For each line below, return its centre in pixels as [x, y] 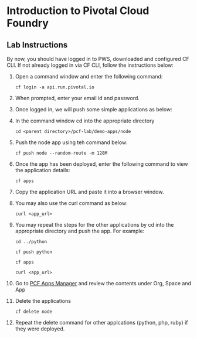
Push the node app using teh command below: [71, 142]
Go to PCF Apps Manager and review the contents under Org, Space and [103, 283]
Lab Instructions [37, 45]
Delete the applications [43, 301]
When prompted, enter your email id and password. [77, 98]
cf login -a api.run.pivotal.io [55, 87]
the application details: [43, 170]
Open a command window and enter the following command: [89, 76]
